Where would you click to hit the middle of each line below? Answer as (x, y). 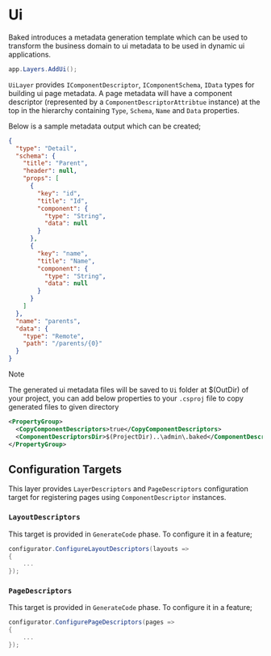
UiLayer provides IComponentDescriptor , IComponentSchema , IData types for (131, 84)
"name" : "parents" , (48, 321)
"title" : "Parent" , (56, 163)
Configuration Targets (65, 469)
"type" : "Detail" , (47, 148)
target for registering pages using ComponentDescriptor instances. (117, 498)
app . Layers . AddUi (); (43, 69)
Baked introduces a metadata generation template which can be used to (128, 37)
